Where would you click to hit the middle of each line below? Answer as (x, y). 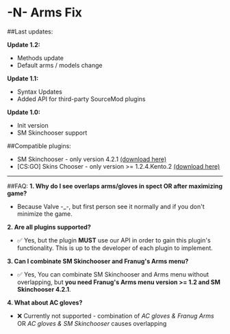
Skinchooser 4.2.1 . (44, 289)
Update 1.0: (24, 112)
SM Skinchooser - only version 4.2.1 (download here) (92, 159)
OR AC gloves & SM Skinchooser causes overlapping (92, 323)
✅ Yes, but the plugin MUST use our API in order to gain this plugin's (114, 240)
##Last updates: (30, 31)
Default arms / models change (60, 65)
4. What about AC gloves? (45, 303)
